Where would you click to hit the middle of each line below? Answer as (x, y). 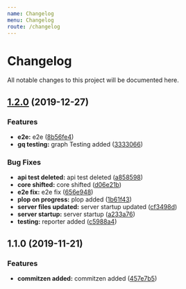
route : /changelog (34, 26)
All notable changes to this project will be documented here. (93, 80)
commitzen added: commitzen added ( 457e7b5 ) (87, 278)
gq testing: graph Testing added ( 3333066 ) (80, 144)
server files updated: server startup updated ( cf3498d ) (97, 207)
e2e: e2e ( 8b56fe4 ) (45, 137)
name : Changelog (31, 14)
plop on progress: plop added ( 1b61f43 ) (74, 199)
